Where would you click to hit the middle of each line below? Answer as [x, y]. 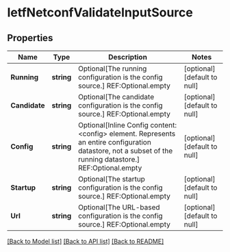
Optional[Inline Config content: [127, 125]
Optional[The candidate [116, 97]
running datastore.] [109, 159]
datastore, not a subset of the [125, 151]
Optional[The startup [112, 179]
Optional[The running [112, 68]
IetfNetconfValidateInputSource [100, 13]
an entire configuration [115, 142]
